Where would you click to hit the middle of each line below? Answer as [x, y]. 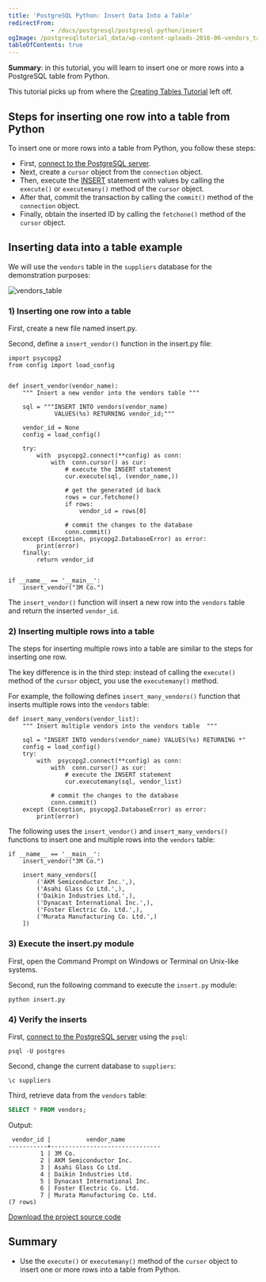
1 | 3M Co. [58, 1153]
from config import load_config [61, 365]
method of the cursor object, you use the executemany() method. [114, 681]
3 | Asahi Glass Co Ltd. [81, 1167]
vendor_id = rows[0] [113, 512]
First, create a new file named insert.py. [73, 328]
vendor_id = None [51, 428]
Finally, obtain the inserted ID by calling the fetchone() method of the [133, 214]
